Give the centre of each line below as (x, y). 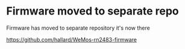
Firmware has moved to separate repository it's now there (78, 28)
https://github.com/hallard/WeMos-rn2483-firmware (72, 39)
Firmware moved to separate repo (92, 11)
